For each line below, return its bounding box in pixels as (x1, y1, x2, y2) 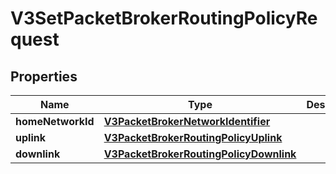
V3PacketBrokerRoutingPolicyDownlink (103, 147, 297, 161)
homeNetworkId (15, 115, 95, 128)
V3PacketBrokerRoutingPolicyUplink (103, 131, 283, 144)
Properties (10, 68, 78, 85)
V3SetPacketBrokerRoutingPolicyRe (10, 7, 318, 30)
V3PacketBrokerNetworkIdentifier (103, 115, 271, 128)
